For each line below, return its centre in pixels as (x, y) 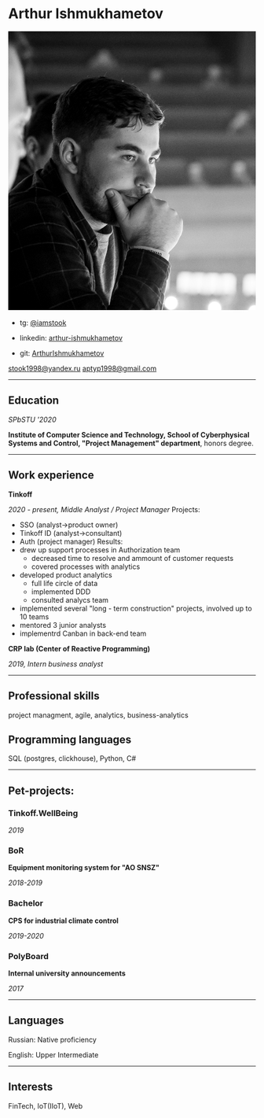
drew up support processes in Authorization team (100, 550)
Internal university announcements (67, 973)
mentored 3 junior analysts (63, 625)
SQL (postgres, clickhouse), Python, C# (72, 758)
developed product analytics (66, 574)
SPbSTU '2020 (32, 419)
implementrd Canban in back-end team (83, 633)
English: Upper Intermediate (53, 1054)
